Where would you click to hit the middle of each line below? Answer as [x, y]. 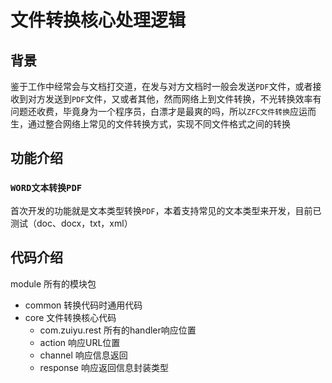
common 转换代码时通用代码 [83, 305]
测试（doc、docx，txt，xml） [71, 223]
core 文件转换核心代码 [70, 317]
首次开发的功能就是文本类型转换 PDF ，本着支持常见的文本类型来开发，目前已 [166, 210]
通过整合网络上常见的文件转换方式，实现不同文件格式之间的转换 [159, 124]
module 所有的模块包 [53, 283]
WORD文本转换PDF [46, 188]
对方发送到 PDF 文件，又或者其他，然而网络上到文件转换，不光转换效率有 [174, 99]
